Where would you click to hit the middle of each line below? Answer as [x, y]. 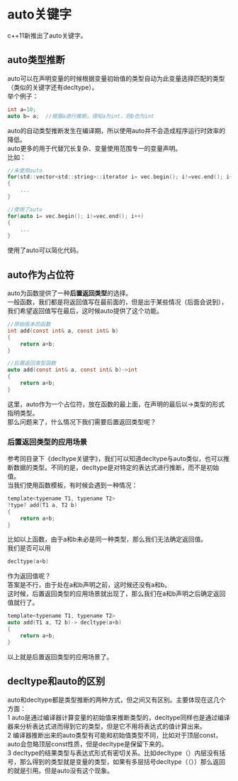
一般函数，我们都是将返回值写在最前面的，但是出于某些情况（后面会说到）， [118, 302]
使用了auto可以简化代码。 [45, 250]
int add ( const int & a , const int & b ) [63, 331]
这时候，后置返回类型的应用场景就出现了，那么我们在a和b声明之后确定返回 [117, 594]
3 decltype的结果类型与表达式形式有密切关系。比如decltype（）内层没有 [113, 753]
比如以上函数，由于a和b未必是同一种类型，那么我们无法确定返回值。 [107, 540]
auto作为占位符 [41, 274]
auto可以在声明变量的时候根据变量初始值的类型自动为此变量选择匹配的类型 [116, 78]
